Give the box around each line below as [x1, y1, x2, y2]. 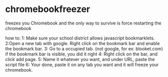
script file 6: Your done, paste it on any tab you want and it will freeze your [5, 61, 159, 67]
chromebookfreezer [5, 3, 90, 15]
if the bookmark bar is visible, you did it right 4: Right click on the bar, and [5, 51, 158, 57]
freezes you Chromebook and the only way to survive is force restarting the [5, 20, 161, 26]
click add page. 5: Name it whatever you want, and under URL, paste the [5, 56, 155, 62]
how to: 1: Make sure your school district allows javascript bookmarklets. [5, 35, 155, 41]
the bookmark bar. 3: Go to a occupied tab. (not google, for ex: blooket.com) [5, 45, 163, 51]
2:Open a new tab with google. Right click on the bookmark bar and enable [5, 40, 160, 46]
